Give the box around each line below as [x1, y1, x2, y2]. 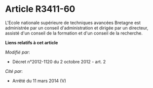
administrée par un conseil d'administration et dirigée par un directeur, [5, 25, 149, 30]
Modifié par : [5, 49, 31, 55]
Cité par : [5, 68, 23, 74]
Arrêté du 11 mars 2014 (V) [12, 78, 67, 84]
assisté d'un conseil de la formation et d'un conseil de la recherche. [5, 30, 143, 36]
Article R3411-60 [5, 3, 76, 15]
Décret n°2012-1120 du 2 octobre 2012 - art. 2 [12, 59, 106, 64]
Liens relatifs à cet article [5, 39, 58, 45]
